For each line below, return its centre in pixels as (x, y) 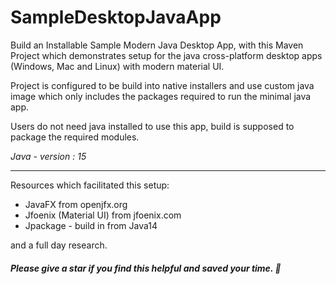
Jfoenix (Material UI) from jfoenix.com (103, 215)
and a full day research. (59, 245)
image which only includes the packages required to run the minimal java (161, 96)
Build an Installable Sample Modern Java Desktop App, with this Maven (157, 45)
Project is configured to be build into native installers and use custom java (162, 85)
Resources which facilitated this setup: (90, 185)
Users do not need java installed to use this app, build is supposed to (152, 126)
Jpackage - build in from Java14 (91, 225)
